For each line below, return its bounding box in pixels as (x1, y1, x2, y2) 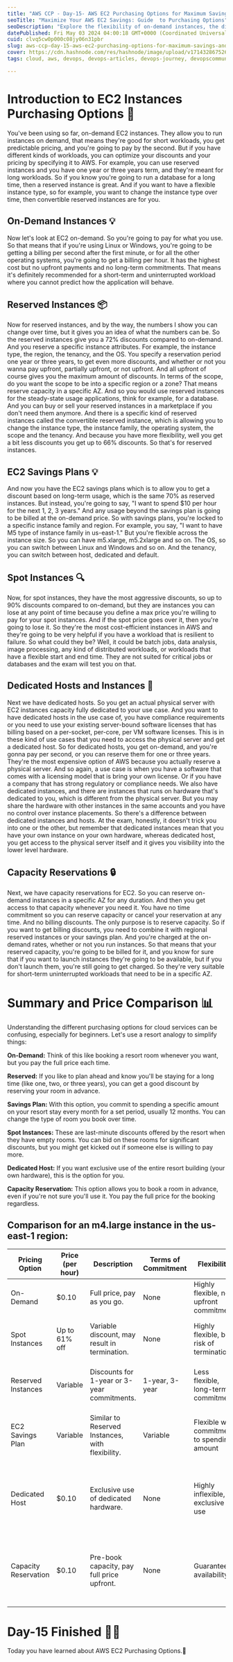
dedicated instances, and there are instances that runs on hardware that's (7, 786, 218, 795)
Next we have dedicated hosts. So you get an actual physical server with (7, 698, 215, 707)
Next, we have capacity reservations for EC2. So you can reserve (7, 888, 194, 897)
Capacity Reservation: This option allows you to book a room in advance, (7, 1184, 218, 1193)
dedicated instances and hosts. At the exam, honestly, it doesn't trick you (7, 816, 217, 824)
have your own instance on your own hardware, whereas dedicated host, (7, 831, 216, 839)
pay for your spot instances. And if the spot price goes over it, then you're (7, 615, 218, 624)
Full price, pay (89, 1288, 136, 1298)
